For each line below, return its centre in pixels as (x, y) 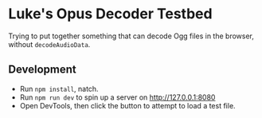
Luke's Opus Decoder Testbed (110, 14)
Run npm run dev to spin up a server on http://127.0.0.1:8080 (117, 97)
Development (43, 70)
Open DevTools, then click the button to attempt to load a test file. (128, 105)
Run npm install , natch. (59, 88)
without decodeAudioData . (49, 44)
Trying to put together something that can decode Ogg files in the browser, (131, 36)
